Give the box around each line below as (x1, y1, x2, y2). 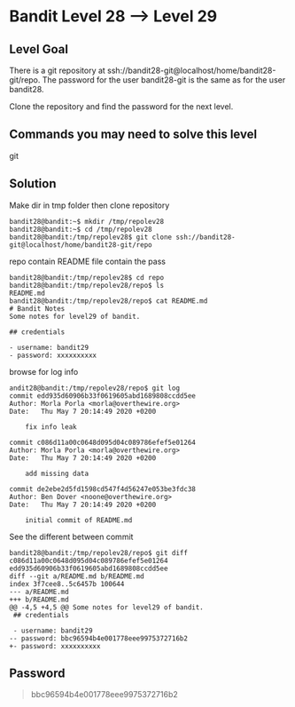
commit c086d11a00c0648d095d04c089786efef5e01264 (9, 438, 197, 447)
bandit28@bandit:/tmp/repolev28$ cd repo (9, 273, 165, 282)
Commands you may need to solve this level (9, 127, 258, 142)
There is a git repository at (9, 65, 106, 75)
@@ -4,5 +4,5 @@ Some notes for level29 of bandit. (9, 602, 204, 612)
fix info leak (25, 422, 77, 432)
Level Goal (9, 42, 69, 57)
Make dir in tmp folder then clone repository (9, 200, 170, 211)
